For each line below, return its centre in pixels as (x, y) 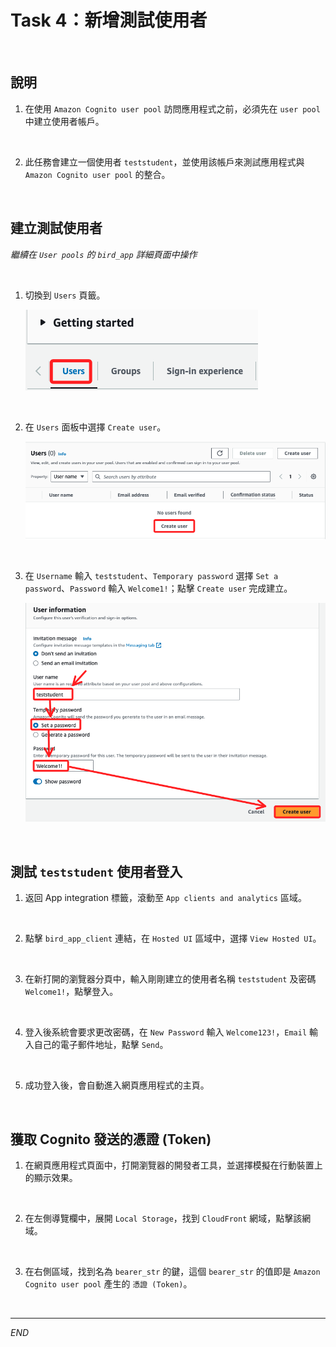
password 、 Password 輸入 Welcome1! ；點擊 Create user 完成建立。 (158, 588)
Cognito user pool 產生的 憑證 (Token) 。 (108, 1284)
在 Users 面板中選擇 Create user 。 (95, 427)
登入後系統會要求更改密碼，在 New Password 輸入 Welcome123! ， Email (166, 1032)
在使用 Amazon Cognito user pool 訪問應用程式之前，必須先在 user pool (172, 108)
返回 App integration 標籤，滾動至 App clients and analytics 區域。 (165, 898)
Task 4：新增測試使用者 (109, 20)
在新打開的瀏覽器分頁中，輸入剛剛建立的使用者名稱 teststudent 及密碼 (170, 979)
